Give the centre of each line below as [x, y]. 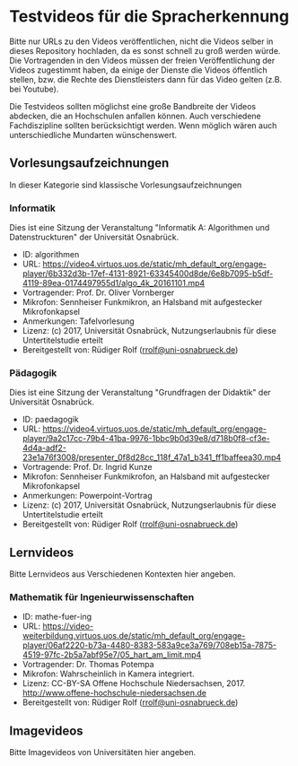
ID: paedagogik [50, 420]
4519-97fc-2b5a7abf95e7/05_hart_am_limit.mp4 [112, 655]
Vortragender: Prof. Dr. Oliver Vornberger [98, 292]
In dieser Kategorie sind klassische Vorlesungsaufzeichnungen [126, 185]
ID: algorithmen [51, 255]
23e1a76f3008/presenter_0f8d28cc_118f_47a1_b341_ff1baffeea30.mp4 [152, 457]
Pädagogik [33, 372]
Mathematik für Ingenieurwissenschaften [102, 597]
